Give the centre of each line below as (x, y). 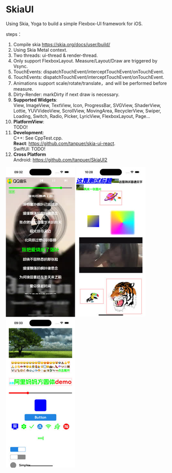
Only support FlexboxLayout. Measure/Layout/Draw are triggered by (85, 60)
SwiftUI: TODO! (29, 149)
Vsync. (20, 66)
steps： (14, 34)
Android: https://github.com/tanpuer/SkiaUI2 (60, 159)
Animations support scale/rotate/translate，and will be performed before (90, 83)
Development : (28, 132)
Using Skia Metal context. (40, 50)
